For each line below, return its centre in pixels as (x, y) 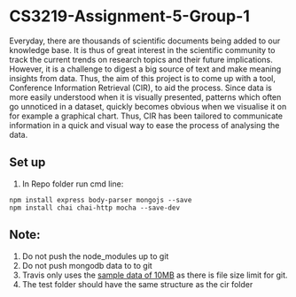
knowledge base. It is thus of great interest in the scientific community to (142, 49)
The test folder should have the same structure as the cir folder (137, 284)
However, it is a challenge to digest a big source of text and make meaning (145, 69)
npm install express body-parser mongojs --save (101, 200)
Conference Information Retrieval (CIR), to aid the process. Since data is (140, 88)
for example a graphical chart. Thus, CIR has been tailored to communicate (146, 116)
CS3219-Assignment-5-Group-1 (130, 16)
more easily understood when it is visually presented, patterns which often (145, 97)
